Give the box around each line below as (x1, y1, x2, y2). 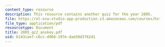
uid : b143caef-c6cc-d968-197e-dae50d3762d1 (5, 35, 96, 40)
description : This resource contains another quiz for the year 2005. (5, 12, 153, 17)
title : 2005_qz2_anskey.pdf (5, 30, 63, 35)
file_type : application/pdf (5, 21, 63, 26)
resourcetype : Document (5, 25, 54, 30)
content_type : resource (5, 7, 54, 12)
